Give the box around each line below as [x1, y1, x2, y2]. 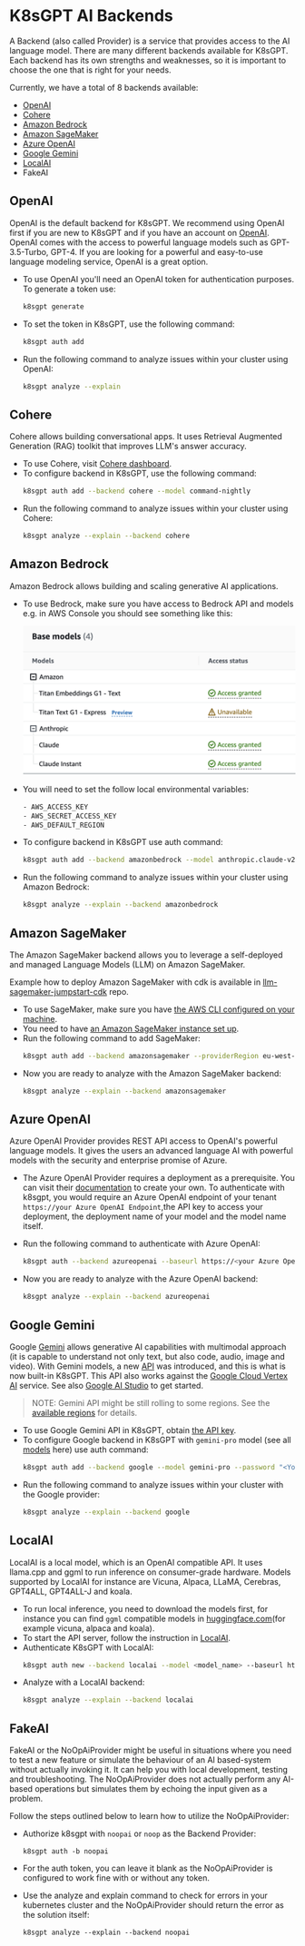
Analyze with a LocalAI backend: [22, 1676, 145, 1688]
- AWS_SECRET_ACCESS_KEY [22, 811, 117, 821]
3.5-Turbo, [9, 246, 49, 257]
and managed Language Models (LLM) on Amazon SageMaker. [9, 958, 246, 969]
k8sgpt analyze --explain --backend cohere [22, 532, 191, 541]
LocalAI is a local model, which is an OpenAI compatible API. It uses [9, 1557, 263, 1568]
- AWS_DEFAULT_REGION [22, 821, 104, 830]
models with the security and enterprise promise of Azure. [9, 1155, 228, 1166]
